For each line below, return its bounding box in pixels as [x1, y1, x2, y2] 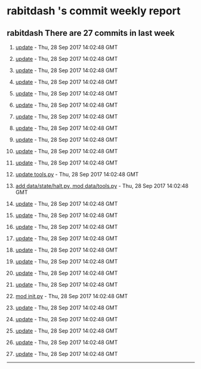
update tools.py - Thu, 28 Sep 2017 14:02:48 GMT [15, 171, 139, 178]
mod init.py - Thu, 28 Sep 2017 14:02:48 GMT [15, 293, 128, 299]
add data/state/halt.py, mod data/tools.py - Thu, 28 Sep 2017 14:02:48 [15, 182, 189, 189]
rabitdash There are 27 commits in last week [7, 28, 175, 38]
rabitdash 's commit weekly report [7, 4, 181, 18]
